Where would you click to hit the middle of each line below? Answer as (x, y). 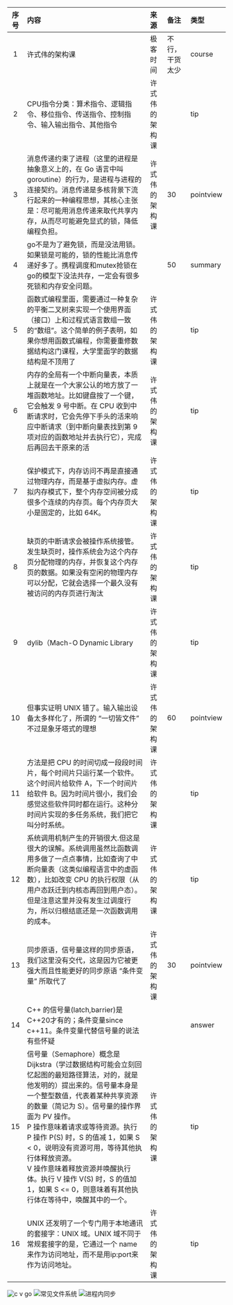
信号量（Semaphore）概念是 (74, 1054)
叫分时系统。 (48, 825)
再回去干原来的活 (62, 447)
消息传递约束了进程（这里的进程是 (83, 159)
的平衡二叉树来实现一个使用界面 (79, 310)
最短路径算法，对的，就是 (96, 1075)
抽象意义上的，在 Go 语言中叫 (75, 169)
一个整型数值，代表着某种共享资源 (83, 1096)
